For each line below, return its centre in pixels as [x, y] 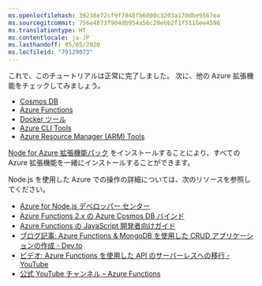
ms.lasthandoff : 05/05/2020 [54, 45]
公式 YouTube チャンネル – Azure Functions [90, 274]
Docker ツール [43, 119]
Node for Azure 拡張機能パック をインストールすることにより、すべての [124, 152]
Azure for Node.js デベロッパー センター [85, 206]
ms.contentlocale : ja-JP [49, 38]
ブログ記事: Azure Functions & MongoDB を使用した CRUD [115, 235]
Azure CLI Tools [45, 128]
